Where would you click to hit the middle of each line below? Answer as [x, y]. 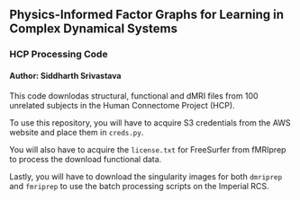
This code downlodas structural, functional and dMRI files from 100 [134, 96]
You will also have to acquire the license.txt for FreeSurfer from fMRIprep [148, 149]
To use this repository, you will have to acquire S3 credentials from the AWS [150, 122]
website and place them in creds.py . [77, 132]
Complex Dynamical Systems [94, 29]
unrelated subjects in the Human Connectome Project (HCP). [123, 105]
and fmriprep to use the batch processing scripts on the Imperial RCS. [139, 186]
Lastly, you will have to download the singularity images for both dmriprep [145, 176]
